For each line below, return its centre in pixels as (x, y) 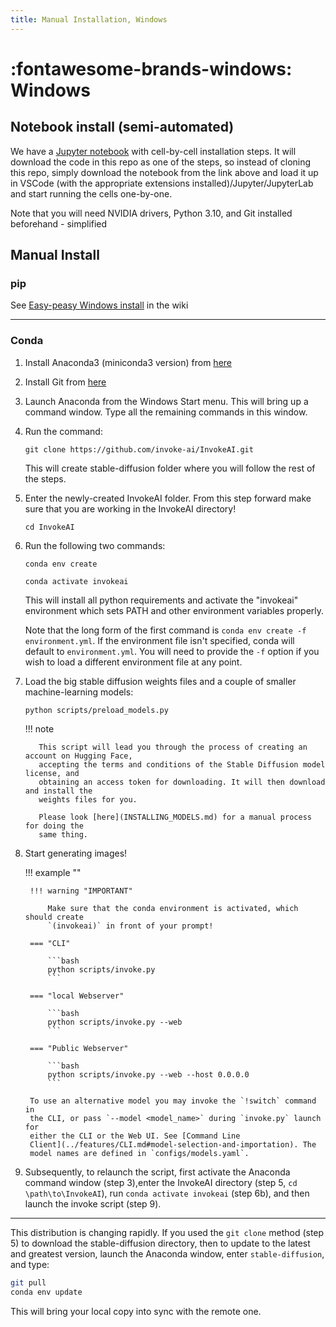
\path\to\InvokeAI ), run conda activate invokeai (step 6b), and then (167, 1193)
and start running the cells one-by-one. (91, 193)
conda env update (46, 1292)
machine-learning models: (79, 692)
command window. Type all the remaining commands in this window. (166, 412)
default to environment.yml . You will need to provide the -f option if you (172, 651)
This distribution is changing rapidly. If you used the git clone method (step (167, 1233)
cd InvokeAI (49, 527)
